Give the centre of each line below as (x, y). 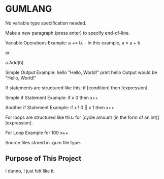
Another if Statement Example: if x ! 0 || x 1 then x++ (60, 107)
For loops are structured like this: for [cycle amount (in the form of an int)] (82, 117)
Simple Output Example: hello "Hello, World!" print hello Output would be (81, 72)
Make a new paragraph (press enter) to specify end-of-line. (68, 33)
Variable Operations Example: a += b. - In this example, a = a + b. (74, 43)
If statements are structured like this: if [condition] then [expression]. (77, 88)
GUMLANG (29, 9)
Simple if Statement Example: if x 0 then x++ (52, 97)
